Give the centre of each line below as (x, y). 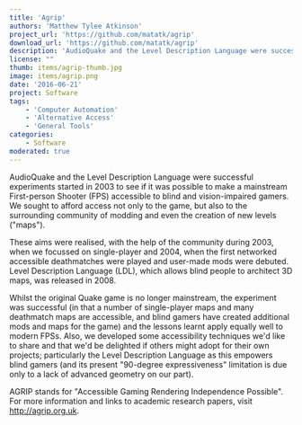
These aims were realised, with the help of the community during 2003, (142, 242)
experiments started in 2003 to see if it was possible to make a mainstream (148, 186)
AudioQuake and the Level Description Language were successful (132, 177)
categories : (31, 135)
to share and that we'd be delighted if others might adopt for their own (139, 345)
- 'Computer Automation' (72, 110)
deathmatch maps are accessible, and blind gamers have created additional (150, 316)
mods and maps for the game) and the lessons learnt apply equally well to (146, 326)
